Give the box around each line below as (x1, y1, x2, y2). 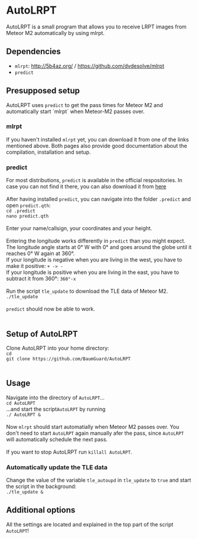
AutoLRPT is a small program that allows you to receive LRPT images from (6, 23, 187, 30)
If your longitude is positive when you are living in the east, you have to (6, 269, 179, 276)
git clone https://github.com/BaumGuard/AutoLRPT (6, 356, 131, 362)
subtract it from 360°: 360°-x (6, 275, 76, 282)
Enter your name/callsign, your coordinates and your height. (6, 225, 152, 232)
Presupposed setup (6, 86, 80, 96)
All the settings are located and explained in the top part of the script (6, 521, 174, 528)
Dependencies (6, 47, 61, 57)
